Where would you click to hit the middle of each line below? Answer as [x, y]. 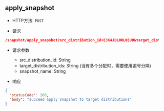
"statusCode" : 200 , [29, 95]
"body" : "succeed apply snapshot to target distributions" [71, 100]
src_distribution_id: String [45, 60]
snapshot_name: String [42, 71]
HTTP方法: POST [28, 20]
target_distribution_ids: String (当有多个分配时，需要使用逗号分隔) [85, 66]
